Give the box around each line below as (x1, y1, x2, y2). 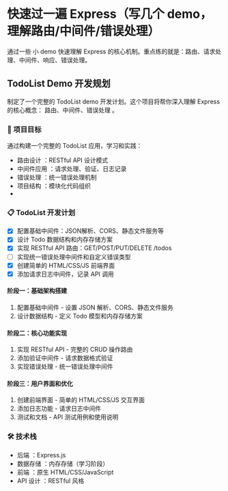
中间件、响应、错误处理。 (18, 55, 91, 64)
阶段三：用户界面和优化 (7, 379, 73, 388)
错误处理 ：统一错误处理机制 (16, 173, 97, 181)
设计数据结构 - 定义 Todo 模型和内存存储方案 (16, 312, 143, 320)
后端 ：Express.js (16, 451, 66, 459)
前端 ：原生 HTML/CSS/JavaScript (16, 468, 114, 476)
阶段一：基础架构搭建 (7, 287, 67, 295)
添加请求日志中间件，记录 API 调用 (16, 270, 115, 278)
